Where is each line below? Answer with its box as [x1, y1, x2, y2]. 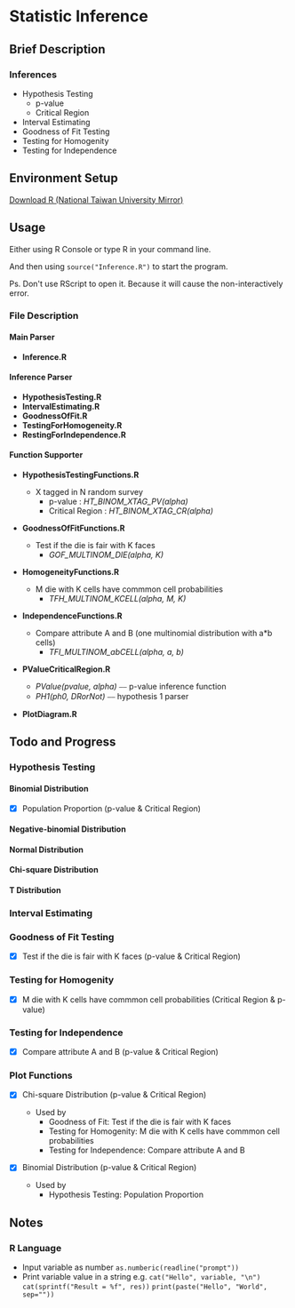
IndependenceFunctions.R [21, 610, 123, 621]
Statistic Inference [9, 6, 148, 27]
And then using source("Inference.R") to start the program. [9, 260, 228, 272]
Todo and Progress [9, 735, 116, 750]
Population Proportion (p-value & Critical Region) [21, 802, 202, 814]
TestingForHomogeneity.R [21, 419, 123, 430]
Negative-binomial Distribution [9, 824, 126, 834]
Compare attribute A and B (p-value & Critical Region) [21, 1046, 219, 1057]
